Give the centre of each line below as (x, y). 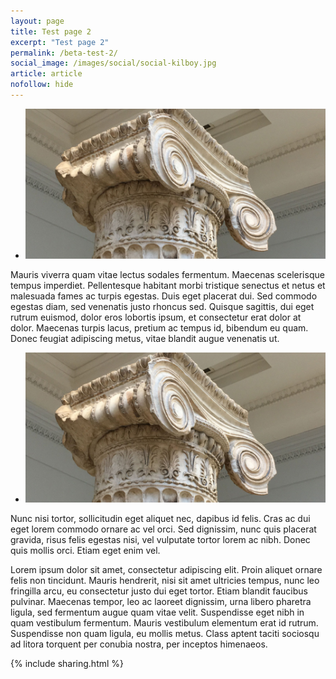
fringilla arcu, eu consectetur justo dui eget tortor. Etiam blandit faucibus (159, 591)
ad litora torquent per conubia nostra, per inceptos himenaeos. (139, 644)
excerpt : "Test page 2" (60, 42)
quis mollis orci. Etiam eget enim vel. (85, 551)
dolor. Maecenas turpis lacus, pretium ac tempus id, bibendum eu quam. (159, 327)
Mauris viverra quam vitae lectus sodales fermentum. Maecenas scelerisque (167, 274)
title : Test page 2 (51, 31)
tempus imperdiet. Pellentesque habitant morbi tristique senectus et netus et (168, 285)
